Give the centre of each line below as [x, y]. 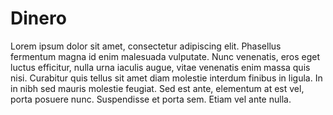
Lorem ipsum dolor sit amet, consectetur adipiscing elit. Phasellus [146, 46]
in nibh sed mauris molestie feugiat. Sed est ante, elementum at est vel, [157, 88]
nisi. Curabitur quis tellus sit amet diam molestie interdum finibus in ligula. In [166, 78]
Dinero [38, 18]
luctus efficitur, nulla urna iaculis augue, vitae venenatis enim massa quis [160, 67]
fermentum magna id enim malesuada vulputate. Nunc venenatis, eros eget [165, 56]
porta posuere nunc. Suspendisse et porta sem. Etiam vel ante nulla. [151, 99]
